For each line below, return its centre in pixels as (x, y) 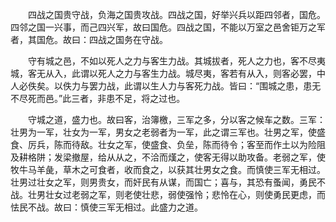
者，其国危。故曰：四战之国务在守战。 (89, 39)
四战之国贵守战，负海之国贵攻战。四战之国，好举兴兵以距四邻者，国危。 (176, 14)
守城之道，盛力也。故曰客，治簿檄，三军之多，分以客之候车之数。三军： (176, 119)
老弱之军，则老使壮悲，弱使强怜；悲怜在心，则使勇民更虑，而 (198, 194)
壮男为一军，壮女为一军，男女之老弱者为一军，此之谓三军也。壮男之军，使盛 (168, 132)
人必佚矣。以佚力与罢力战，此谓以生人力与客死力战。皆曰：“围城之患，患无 (166, 86)
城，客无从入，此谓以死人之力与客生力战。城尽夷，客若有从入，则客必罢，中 (168, 73)
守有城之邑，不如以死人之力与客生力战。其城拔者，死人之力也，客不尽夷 (176, 61)
